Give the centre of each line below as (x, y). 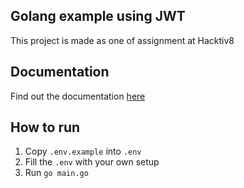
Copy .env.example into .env (83, 151)
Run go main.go (56, 173)
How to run (45, 127)
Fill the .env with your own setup (92, 162)
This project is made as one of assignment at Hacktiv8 (122, 40)
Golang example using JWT (98, 16)
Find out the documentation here (78, 96)
